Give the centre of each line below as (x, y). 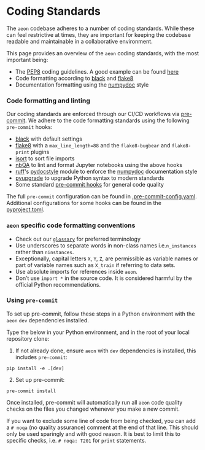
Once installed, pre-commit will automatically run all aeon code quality (95, 402)
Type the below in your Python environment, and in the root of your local (98, 332)
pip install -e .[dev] (35, 368)
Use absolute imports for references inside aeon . (76, 271)
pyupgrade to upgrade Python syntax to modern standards (90, 178)
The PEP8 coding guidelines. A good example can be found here (97, 71)
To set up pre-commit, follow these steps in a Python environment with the (101, 314)
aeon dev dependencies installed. (48, 320)
